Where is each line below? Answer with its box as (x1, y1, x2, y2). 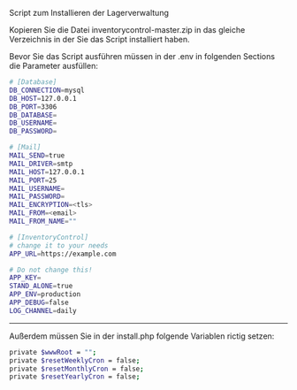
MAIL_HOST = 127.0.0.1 (9, 167, 86, 176)
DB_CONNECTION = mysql (9, 86, 86, 95)
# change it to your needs (9, 241, 109, 250)
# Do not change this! (9, 265, 93, 274)
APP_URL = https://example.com (9, 249, 117, 258)
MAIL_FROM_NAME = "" (9, 217, 77, 226)
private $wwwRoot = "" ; (9, 348, 97, 356)
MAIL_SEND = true (9, 151, 65, 160)
